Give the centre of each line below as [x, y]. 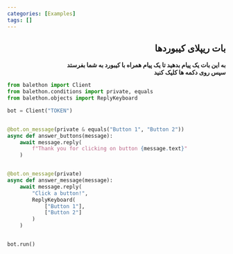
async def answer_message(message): [60, 181]
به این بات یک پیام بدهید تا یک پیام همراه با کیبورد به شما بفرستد [146, 65]
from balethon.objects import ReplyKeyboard [72, 98]
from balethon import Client [49, 85]
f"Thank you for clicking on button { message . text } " [110, 149]
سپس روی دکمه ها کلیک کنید [190, 72]
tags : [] [20, 20]
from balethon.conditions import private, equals [80, 92]
